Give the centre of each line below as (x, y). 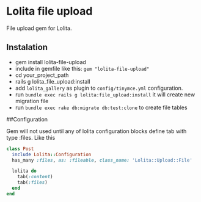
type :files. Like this (31, 137)
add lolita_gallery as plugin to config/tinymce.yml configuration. (99, 88)
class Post (20, 149)
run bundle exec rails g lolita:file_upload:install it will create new (105, 94)
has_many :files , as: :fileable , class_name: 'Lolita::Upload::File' (102, 160)
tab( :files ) (32, 182)
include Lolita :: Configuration (52, 154)
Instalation (27, 47)
